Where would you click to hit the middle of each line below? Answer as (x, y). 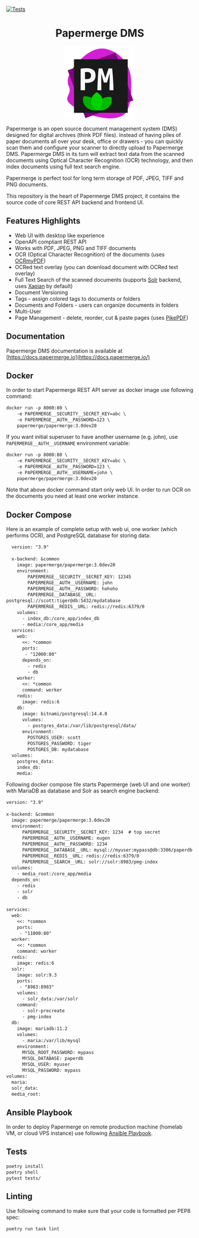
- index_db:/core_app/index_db (61, 619)
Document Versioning (41, 292)
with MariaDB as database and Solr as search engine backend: (83, 791)
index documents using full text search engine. (63, 166)
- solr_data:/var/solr (50, 999)
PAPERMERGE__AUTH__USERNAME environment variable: (68, 443)
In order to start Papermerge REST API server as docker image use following (100, 390)
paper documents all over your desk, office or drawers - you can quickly (95, 141)
